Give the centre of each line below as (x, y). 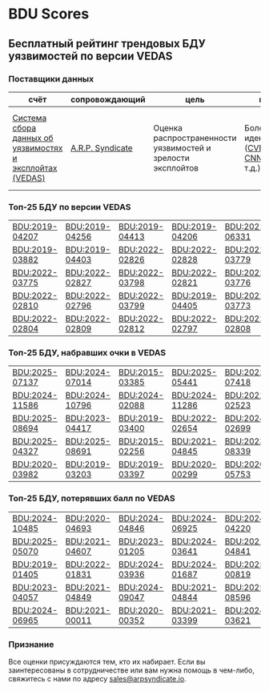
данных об (33, 138)
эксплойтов (176, 167)
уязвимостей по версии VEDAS (90, 56)
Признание (31, 644)
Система (30, 118)
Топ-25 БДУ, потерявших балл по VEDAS (92, 499)
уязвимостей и (182, 147)
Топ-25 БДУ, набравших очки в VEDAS (87, 353)
